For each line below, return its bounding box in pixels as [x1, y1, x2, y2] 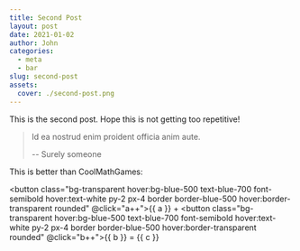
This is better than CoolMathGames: [9, 166, 143, 177]
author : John [9, 38, 59, 48]
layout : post [9, 22, 59, 31]
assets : [9, 80, 39, 89]
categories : [9, 47, 54, 56]
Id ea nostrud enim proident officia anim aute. [31, 131, 201, 142]
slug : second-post [9, 72, 78, 81]
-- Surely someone [31, 148, 102, 159]
